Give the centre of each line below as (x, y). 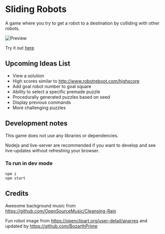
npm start (15, 178)
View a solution (28, 76)
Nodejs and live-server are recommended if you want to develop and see (80, 145)
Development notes (36, 124)
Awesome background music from (40, 205)
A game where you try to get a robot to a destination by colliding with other (82, 23)
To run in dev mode (29, 163)
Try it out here (20, 48)
